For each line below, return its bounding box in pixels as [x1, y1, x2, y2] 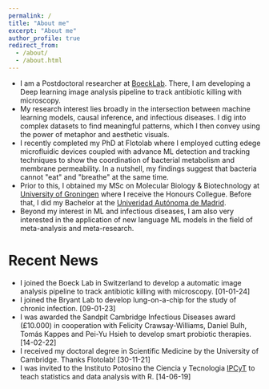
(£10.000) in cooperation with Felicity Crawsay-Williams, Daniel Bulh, [19, 320, 247, 330]
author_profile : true [8, 34, 81, 43]
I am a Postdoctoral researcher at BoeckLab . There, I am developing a [19, 78, 251, 88]
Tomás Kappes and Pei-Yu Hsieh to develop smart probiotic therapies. [19, 329, 252, 338]
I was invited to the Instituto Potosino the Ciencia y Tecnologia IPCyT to [19, 363, 255, 373]
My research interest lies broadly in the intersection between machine [19, 103, 251, 113]
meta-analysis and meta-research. [19, 223, 134, 233]
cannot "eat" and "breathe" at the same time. [19, 172, 170, 181]
